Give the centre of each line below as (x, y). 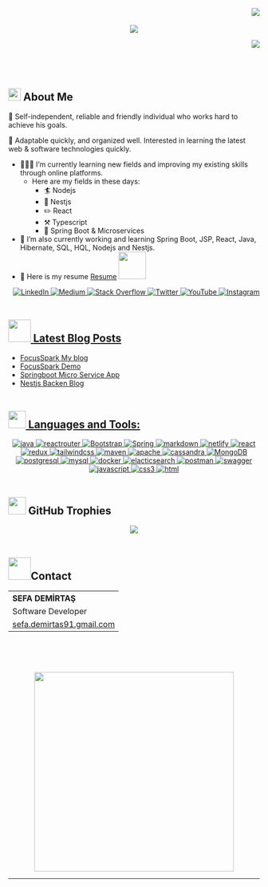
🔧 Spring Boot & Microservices (94, 231)
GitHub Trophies (69, 511)
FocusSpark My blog (54, 357)
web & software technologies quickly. (70, 148)
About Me (48, 97)
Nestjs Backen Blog (52, 383)
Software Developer (50, 612)
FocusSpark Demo (50, 366)
